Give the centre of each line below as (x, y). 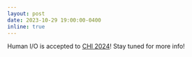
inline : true (26, 26)
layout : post (26, 14)
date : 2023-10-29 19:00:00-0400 (54, 20)
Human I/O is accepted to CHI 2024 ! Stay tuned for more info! (96, 47)
